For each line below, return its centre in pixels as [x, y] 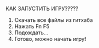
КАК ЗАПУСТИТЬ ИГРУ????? [42, 9]
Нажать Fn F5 [32, 26]
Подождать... [31, 33]
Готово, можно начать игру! [50, 39]
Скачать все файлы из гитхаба [54, 20]
